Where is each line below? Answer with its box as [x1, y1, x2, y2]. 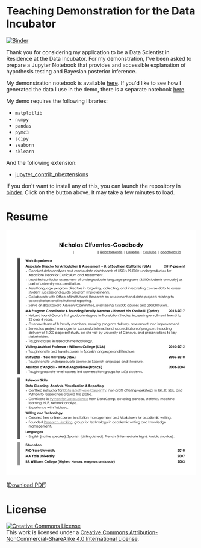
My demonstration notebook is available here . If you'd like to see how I [6, 79, 182, 87]
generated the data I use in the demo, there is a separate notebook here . [6, 85, 187, 93]
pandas [14, 123, 32, 129]
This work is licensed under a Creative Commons [6, 529, 128, 536]
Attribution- [129, 529, 158, 536]
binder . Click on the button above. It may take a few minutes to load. [6, 188, 175, 196]
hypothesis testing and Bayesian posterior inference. [6, 67, 137, 75]
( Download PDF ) [6, 481, 47, 488]
